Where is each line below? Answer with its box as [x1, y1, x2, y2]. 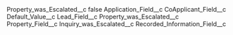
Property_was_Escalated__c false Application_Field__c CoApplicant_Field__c [6, 5, 227, 13]
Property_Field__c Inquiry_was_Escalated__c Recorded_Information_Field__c [6, 20, 227, 28]
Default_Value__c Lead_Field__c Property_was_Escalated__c [6, 12, 180, 21]
